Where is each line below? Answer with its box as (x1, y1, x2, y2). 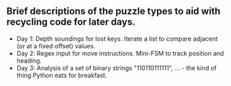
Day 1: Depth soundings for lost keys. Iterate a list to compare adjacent (16, 34, 219, 43)
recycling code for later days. (6, 17, 136, 28)
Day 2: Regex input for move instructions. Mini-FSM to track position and (16, 49, 224, 57)
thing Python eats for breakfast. (16, 71, 107, 79)
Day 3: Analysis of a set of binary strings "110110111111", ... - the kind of (16, 63, 217, 72)
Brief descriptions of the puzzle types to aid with (6, 6, 221, 17)
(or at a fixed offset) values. (16, 41, 96, 50)
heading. (16, 56, 42, 65)
